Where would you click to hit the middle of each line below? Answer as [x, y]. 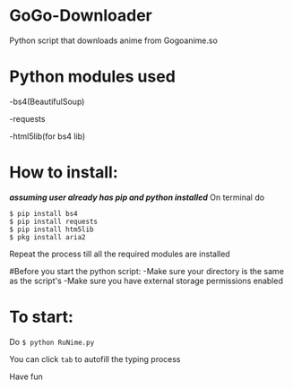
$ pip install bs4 [43, 213]
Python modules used [93, 77]
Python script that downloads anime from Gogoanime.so [113, 40]
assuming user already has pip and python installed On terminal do [137, 197]
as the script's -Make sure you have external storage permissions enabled [146, 281]
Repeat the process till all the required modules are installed [120, 254]
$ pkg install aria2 [48, 237]
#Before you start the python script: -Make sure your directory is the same [147, 271]
